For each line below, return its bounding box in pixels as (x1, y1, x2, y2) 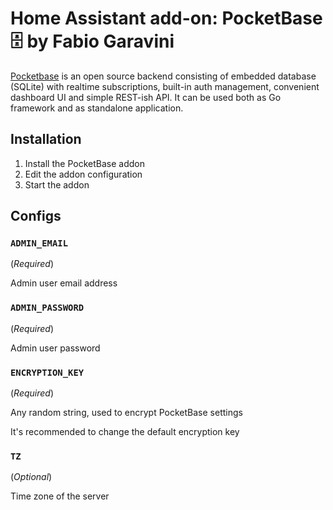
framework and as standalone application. (10, 102, 184, 114)
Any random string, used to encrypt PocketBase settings (10, 407, 243, 419)
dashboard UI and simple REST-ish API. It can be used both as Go (10, 91, 282, 103)
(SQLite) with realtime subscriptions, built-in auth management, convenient (10, 80, 320, 92)
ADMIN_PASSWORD (10, 302, 85, 314)
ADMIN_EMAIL (10, 238, 69, 249)
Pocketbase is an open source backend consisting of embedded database (10, 70, 317, 82)
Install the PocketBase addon (24, 157, 145, 169)
